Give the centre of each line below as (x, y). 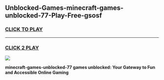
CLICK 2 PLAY (22, 48)
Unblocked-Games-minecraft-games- (64, 8)
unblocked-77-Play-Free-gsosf (54, 16)
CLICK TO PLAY (24, 30)
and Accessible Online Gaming (37, 72)
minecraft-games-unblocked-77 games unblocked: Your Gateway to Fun (80, 67)
